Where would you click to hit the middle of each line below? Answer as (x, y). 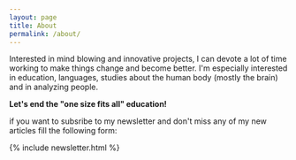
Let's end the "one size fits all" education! (88, 104)
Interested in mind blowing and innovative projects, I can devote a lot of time (148, 59)
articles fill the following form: (63, 131)
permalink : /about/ (45, 34)
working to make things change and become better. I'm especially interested (148, 68)
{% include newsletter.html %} (65, 148)
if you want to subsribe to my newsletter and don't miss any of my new (138, 121)
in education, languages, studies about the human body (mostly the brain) (144, 78)
